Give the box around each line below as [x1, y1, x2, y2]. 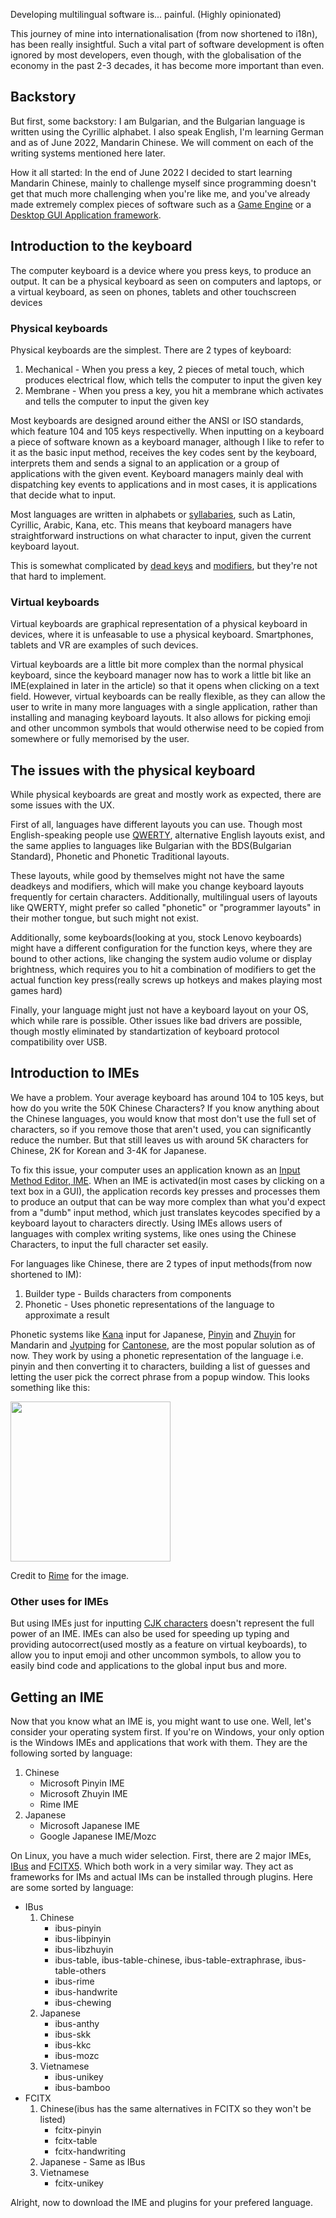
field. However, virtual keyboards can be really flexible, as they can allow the [10, 690, 326, 703]
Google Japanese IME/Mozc [39, 1830, 157, 1842]
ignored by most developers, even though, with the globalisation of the [10, 49, 302, 61]
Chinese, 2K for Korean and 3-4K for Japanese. [10, 1144, 207, 1156]
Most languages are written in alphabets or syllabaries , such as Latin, [10, 508, 296, 520]
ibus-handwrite [54, 1985, 118, 1998]
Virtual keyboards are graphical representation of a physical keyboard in [10, 618, 308, 630]
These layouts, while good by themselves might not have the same [10, 870, 285, 882]
